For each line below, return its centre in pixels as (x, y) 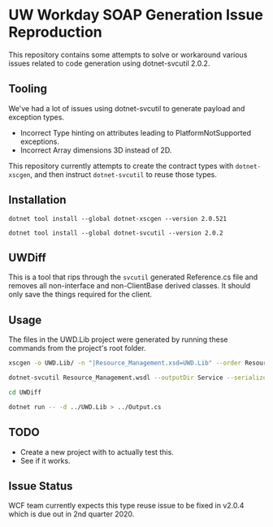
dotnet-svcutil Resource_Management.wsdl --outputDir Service (116, 378)
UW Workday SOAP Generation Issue (136, 15)
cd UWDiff (25, 392)
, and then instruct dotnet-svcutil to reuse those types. (123, 174)
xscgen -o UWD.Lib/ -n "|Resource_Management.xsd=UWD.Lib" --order (125, 363)
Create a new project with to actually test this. (97, 451)
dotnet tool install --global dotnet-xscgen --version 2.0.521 (118, 218)
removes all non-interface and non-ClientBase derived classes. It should (129, 286)
